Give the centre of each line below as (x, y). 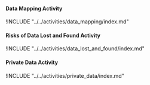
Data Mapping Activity (34, 8)
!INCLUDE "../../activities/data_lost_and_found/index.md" (75, 48)
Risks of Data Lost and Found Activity (53, 35)
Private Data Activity (32, 62)
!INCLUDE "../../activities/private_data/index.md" (65, 75)
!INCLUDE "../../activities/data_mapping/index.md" (67, 22)
